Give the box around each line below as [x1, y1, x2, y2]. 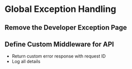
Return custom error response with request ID [11, 53, 106, 59]
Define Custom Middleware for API [4, 40, 114, 48]
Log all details [11, 59, 41, 65]
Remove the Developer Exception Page [4, 23, 127, 32]
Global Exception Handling [4, 3, 117, 15]
